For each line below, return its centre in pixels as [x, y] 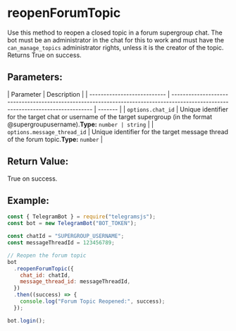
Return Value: [38, 161]
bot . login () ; [26, 320]
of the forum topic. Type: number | [55, 139]
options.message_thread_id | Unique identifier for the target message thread [118, 131]
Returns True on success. [45, 55]
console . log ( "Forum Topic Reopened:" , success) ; [93, 301]
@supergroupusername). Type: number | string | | [80, 124]
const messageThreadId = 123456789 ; [61, 243]
